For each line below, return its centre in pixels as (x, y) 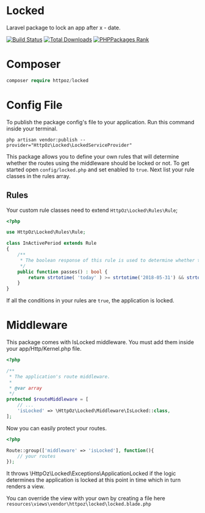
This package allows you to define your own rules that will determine (93, 156)
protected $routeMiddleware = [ (47, 399)
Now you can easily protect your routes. (57, 428)
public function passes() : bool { (63, 272)
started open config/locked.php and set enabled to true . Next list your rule (100, 170)
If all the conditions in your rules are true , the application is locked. (91, 301)
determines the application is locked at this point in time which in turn (94, 480)
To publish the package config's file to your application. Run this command (100, 122)
